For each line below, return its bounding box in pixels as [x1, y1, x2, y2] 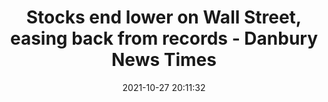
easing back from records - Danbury [9, 27, 319, 50]
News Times [111, 49, 217, 71]
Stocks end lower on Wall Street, [25, 6, 303, 29]
